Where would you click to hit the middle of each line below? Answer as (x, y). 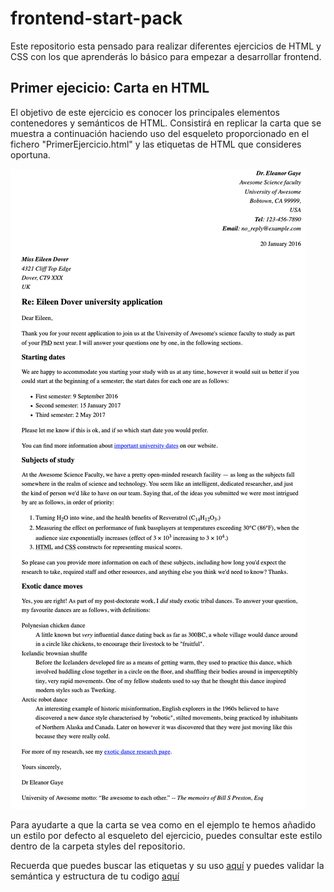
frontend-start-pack (96, 18)
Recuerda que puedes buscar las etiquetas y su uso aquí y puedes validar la (167, 865)
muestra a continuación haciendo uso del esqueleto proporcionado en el (160, 133)
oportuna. (30, 154)
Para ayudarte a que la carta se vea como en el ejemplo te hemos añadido (163, 824)
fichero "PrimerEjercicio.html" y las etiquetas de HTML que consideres (156, 144)
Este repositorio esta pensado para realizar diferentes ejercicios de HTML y (166, 46)
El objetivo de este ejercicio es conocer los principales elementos (145, 112)
